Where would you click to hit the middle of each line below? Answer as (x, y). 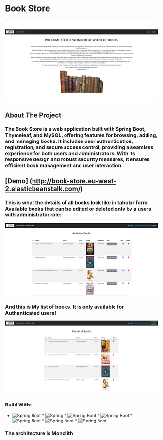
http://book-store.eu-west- (74, 181)
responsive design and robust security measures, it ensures (77, 159)
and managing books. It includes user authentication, (69, 141)
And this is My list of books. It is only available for (65, 307)
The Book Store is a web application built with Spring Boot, (75, 129)
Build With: (18, 405)
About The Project (33, 115)
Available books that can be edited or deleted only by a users (78, 209)
